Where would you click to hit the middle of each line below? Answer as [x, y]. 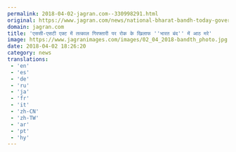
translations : [28, 60]
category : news [29, 53]
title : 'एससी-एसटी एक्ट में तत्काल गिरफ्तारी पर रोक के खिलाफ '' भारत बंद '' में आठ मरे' [110, 33]
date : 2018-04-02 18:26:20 [47, 46]
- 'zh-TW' [25, 118]
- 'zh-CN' [25, 111]
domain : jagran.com [36, 27]
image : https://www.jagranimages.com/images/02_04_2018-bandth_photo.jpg [118, 40]
